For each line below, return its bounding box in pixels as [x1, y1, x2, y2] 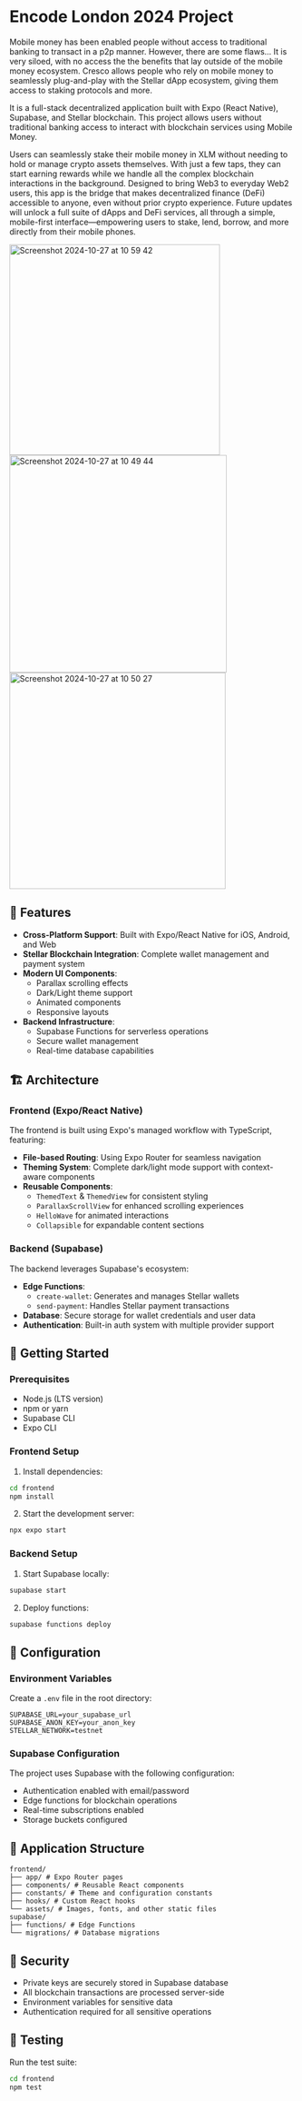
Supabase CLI [22, 1413, 75, 1424]
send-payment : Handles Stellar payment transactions [35, 1299, 229, 1310]
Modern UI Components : [22, 968, 118, 979]
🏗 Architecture [9, 1072, 100, 1088]
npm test [9, 2083, 43, 2092]
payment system [22, 958, 85, 969]
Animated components [35, 997, 122, 1008]
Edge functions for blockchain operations [22, 1795, 178, 1806]
